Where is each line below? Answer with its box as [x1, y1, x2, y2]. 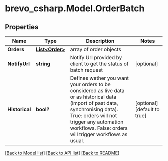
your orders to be [70, 81, 111, 88]
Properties [5, 23, 39, 31]
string [35, 60, 51, 67]
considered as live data [70, 87, 125, 94]
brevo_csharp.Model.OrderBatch [5, 3, 145, 14]
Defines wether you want [70, 75, 129, 81]
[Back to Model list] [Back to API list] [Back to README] [5, 150, 120, 156]
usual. [70, 137, 84, 144]
